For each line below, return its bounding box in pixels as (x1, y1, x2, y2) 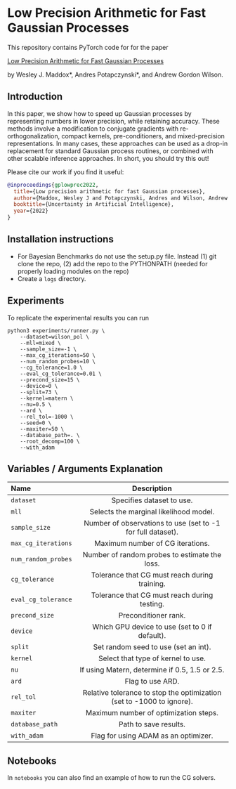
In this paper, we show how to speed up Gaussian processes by (7, 109, 192, 117)
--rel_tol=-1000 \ (20, 413, 74, 420)
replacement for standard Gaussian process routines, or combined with (7, 146, 214, 155)
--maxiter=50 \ (20, 425, 65, 433)
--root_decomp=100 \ (20, 438, 80, 445)
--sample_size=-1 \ (20, 346, 77, 353)
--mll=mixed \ (20, 339, 61, 346)
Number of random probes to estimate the (82, 550, 222, 560)
